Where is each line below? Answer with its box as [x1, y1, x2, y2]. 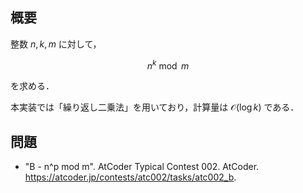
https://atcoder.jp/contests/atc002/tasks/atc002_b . [24, 171, 237, 183]
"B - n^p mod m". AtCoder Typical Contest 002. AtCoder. [24, 161, 260, 173]
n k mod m [146, 58, 190, 72]
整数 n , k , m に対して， [10, 38, 102, 50]
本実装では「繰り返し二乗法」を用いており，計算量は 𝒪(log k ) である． [10, 101, 300, 113]
